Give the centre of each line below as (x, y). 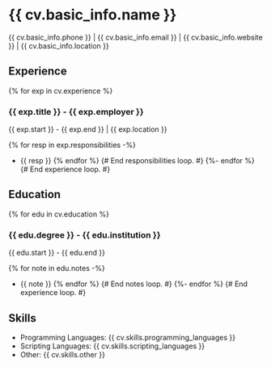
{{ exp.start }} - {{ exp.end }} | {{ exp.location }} (88, 129)
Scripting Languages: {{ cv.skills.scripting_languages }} (112, 346)
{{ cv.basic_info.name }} (93, 15)
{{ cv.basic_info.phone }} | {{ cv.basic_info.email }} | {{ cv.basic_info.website (135, 37)
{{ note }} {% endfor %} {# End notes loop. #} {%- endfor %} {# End (134, 284)
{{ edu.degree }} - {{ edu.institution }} (85, 234)
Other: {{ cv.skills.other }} (62, 354)
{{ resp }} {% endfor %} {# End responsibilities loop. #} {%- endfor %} (137, 161)
